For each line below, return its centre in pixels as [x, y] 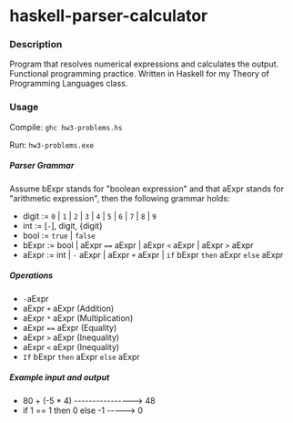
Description [36, 45]
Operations [31, 275]
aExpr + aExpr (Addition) [68, 308]
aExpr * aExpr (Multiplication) [78, 318]
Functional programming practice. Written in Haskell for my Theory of [140, 74]
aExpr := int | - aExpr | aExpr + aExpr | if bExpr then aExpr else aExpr [153, 254]
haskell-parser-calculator [109, 16]
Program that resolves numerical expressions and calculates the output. [144, 64]
